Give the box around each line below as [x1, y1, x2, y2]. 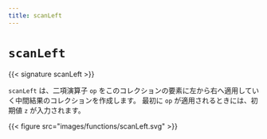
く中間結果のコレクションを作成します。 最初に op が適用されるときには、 [8, 95, 251, 105]
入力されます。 [37, 105, 85, 115]
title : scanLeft [8, 11, 62, 20]
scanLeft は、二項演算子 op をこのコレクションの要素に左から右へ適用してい [8, 85, 260, 95]
